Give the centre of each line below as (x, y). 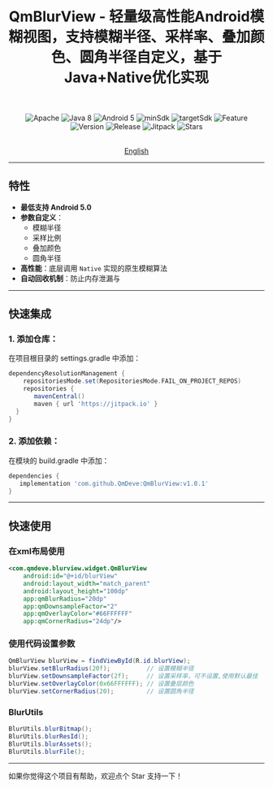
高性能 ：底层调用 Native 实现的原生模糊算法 (94, 268)
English (136, 150)
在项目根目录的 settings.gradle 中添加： (75, 358)
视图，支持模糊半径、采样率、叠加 (137, 37)
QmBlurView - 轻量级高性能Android (129, 17)
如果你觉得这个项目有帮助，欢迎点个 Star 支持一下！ (95, 776)
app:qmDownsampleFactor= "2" (70, 606)
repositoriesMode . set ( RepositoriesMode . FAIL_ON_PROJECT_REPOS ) (132, 381)
